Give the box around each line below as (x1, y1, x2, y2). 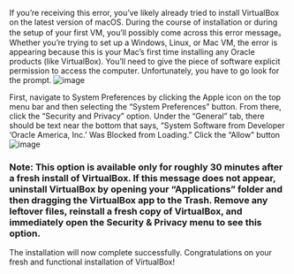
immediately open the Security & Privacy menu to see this (9, 216, 262, 228)
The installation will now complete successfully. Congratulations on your (9, 247, 272, 258)
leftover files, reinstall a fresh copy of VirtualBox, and (9, 205, 243, 217)
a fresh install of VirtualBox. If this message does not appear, (9, 171, 276, 184)
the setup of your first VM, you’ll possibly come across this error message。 (9, 27, 287, 38)
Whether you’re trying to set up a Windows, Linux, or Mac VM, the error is (9, 37, 278, 48)
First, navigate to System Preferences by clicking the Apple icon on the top (9, 92, 281, 103)
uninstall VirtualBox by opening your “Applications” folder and (9, 183, 283, 195)
